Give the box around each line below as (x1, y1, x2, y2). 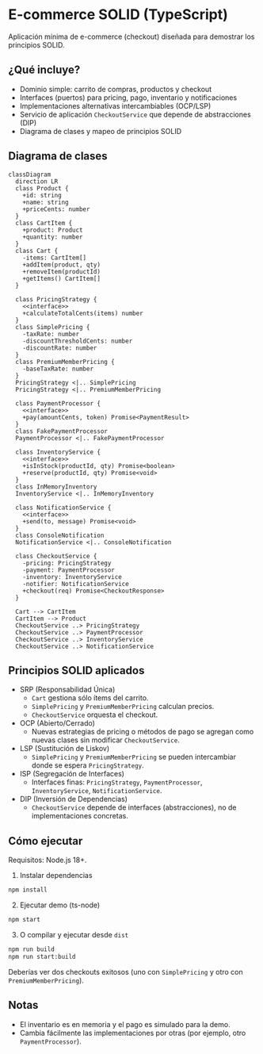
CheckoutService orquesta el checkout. (31, 710, 158, 719)
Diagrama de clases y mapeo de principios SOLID (19, 126, 182, 136)
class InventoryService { (15, 448, 101, 456)
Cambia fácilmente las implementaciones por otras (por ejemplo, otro (19, 1028, 246, 1037)
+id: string (22, 191, 62, 199)
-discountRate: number (22, 343, 97, 352)
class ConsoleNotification (15, 531, 105, 539)
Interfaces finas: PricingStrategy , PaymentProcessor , (31, 777, 204, 787)
